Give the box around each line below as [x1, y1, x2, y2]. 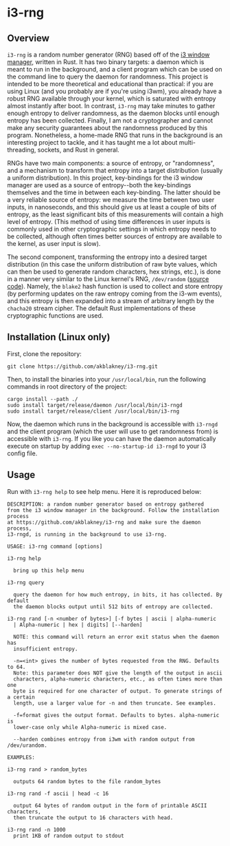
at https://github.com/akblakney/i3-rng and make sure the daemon [7, 519, 201, 526]
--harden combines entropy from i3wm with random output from [13, 736, 195, 743]
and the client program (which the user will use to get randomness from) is [7, 427, 218, 435]
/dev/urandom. [7, 742, 48, 749]
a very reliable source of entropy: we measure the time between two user [7, 196, 215, 204]
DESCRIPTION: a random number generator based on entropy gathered [7, 501, 205, 508]
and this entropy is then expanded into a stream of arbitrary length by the [7, 297, 215, 305]
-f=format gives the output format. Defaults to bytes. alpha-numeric [13, 712, 220, 719]
